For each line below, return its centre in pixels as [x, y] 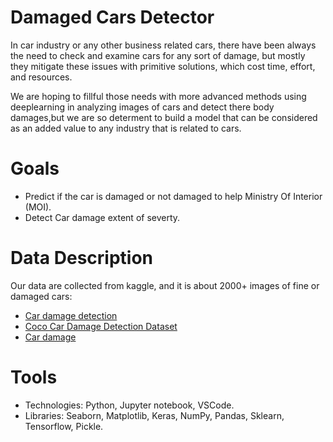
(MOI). [38, 207]
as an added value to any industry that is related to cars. [126, 128]
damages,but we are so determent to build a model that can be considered [164, 117]
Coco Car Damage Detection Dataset [101, 326]
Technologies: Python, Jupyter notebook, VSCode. [129, 405]
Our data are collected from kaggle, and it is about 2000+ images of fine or [165, 285]
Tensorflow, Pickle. [64, 426]
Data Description [82, 258]
